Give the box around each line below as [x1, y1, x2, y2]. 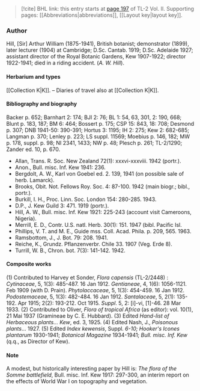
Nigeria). [14, 215, 37, 222]
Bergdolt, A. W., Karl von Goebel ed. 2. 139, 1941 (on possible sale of [14, 170, 184, 177]
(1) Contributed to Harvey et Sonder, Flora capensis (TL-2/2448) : [6, 274, 169, 281]
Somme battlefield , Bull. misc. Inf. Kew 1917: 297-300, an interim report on [6, 371, 189, 378]
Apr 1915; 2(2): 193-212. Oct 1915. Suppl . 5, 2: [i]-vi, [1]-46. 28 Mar [17, 299, 181, 306]
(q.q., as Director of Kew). [6, 337, 70, 345]
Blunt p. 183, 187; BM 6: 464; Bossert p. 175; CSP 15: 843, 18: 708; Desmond [6, 120, 195, 127]
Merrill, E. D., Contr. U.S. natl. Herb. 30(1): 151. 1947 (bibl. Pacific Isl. [14, 221, 182, 228]
